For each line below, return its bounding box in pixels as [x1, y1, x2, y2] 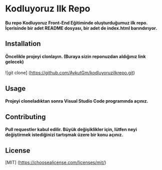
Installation [5, 39, 41, 48]
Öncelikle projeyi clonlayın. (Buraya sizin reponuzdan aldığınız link [5, 53, 146, 59]
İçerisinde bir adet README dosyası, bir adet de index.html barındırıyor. [5, 25, 157, 31]
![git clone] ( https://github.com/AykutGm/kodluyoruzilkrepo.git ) [5, 70, 135, 76]
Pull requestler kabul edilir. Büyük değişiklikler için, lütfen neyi [5, 127, 137, 133]
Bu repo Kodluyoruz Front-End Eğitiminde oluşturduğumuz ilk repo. [5, 19, 148, 25]
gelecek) [5, 58, 24, 65]
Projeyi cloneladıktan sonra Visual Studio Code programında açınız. [5, 98, 148, 104]
